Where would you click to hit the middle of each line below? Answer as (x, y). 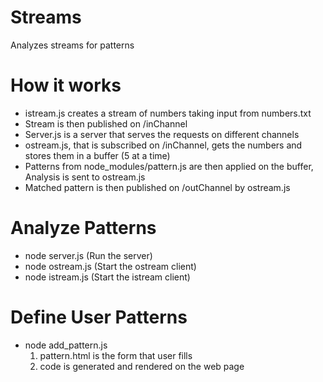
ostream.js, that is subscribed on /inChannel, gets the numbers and (163, 145)
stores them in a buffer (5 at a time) (97, 155)
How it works (66, 85)
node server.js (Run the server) (88, 255)
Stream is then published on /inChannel (106, 123)
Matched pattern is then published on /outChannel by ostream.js (157, 187)
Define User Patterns (99, 317)
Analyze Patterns (83, 228)
